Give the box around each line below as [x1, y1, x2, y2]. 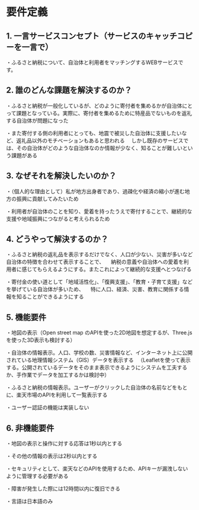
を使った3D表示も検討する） [6, 336, 76, 344]
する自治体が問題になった [6, 117, 69, 124]
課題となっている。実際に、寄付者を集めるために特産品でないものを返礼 [16, 109, 192, 116]
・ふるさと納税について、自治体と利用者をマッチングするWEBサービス [6, 59, 179, 66]
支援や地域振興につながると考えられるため [6, 215, 110, 222]
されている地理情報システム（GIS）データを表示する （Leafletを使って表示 [6, 356, 191, 364]
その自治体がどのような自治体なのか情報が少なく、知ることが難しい [16, 144, 182, 151]
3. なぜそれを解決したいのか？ [6, 171, 117, 181]
